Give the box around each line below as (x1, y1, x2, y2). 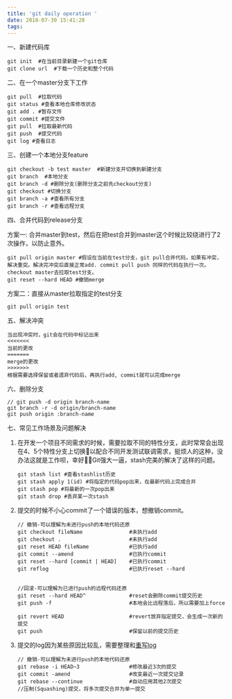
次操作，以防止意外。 (7, 239, 68, 248)
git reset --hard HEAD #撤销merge (7, 277, 105, 284)
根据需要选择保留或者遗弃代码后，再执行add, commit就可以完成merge (7, 372, 181, 379)
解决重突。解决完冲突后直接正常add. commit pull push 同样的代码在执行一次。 (7, 261, 210, 269)
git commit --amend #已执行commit (17, 551, 167, 558)
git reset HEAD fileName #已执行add (17, 544, 157, 551)
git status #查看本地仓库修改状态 (7, 101, 96, 108)
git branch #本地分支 (7, 173, 69, 180)
